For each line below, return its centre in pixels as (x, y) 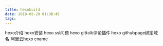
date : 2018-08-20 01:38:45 (32, 14)
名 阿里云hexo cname (27, 39)
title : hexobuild (23, 9)
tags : (10, 18)
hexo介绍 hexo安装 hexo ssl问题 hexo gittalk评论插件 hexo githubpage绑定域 (81, 33)
